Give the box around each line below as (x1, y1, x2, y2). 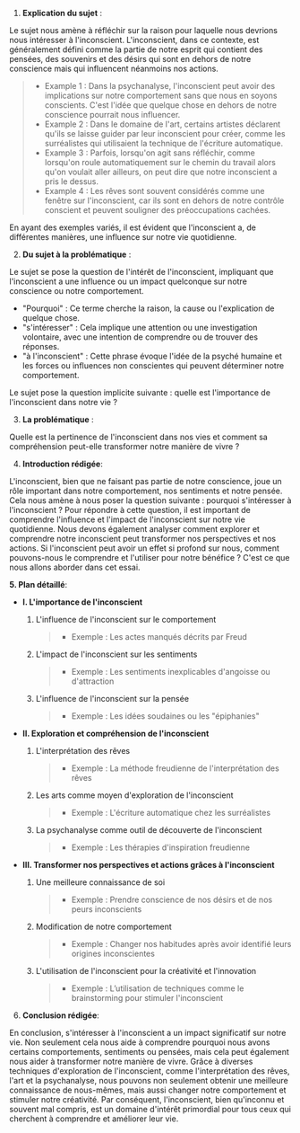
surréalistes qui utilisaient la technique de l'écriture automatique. (44, 138, 284, 148)
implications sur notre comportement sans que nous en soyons (44, 90, 278, 101)
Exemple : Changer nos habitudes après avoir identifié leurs (71, 939, 292, 949)
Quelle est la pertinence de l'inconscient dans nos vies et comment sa (9, 431, 269, 442)
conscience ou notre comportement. (9, 286, 144, 296)
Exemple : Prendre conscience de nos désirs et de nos (71, 894, 273, 905)
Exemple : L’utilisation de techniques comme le (71, 983, 244, 994)
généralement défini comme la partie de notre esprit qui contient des (9, 44, 263, 55)
